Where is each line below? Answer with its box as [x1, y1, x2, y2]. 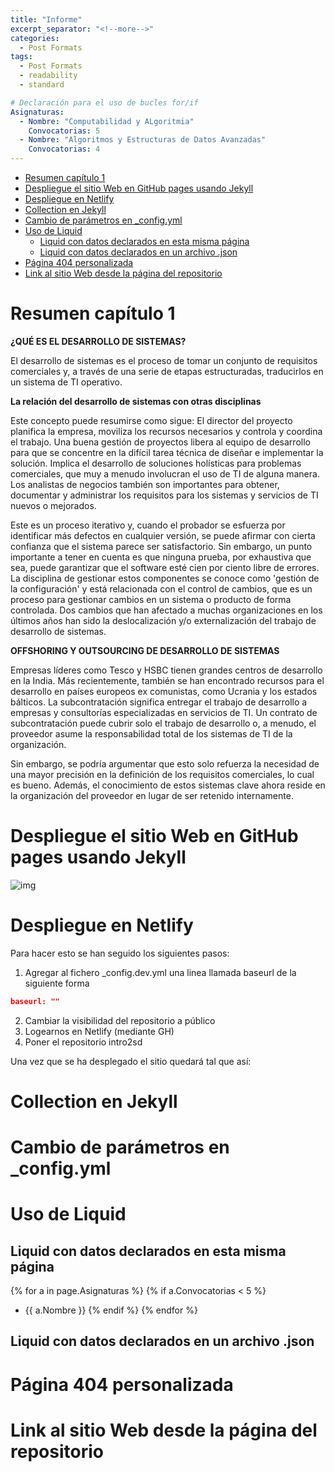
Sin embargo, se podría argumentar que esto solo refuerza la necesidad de [10, 757, 320, 770]
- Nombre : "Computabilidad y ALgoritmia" [19, 116, 195, 126]
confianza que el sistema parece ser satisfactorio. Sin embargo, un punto [10, 540, 313, 552]
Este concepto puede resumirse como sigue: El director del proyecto [10, 414, 293, 426]
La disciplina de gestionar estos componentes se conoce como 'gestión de [10, 572, 320, 584]
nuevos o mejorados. [10, 499, 97, 511]
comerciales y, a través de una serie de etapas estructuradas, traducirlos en [10, 365, 324, 377]
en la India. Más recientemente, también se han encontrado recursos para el [10, 674, 325, 686]
